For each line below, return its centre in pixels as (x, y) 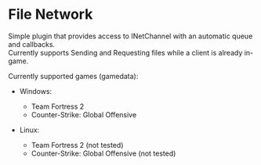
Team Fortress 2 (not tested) (77, 145)
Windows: (36, 91)
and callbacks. (32, 44)
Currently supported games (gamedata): (73, 76)
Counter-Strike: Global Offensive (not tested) (103, 153)
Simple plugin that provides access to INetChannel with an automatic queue (130, 36)
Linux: (29, 130)
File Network (51, 14)
